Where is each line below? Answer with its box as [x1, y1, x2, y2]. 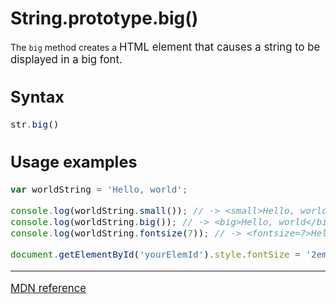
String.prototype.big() [10, 7, 199, 30]
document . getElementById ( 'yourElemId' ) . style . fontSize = [10, 248, 301, 260]
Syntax [10, 87, 65, 107]
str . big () [10, 119, 60, 131]
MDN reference [10, 281, 87, 295]
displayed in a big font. [10, 52, 123, 66]
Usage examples [10, 152, 138, 172]
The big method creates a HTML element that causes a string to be [10, 40, 321, 54]
